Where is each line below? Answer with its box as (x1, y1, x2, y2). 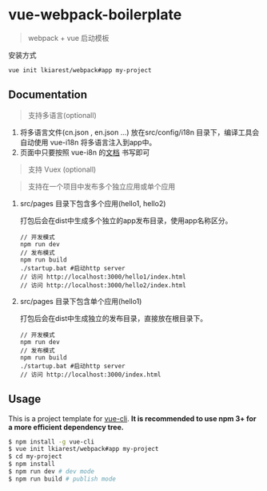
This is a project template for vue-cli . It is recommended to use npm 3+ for (8, 413, 257, 423)
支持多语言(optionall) (27, 110, 98, 120)
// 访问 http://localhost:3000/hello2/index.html (19, 281, 186, 290)
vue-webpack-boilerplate (8, 6, 182, 24)
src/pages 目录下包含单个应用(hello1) (19, 296, 142, 306)
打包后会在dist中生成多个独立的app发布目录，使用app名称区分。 (19, 215, 233, 225)
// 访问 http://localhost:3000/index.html (19, 371, 161, 379)
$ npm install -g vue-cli (8, 437, 94, 446)
